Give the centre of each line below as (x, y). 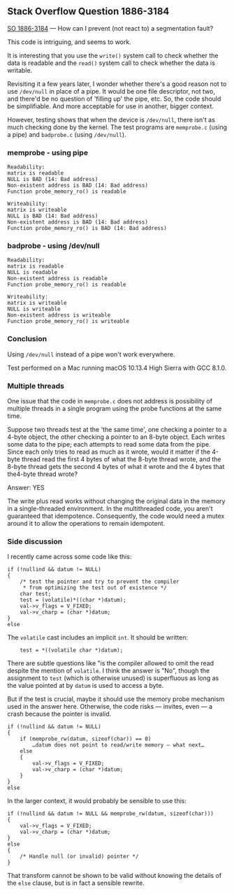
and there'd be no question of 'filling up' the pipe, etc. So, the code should (114, 99)
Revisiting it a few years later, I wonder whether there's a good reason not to (117, 84)
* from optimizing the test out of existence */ (95, 588)
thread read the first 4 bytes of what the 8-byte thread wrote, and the (121, 459)
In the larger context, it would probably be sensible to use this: (97, 801)
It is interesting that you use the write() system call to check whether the (113, 55)
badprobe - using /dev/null (53, 246)
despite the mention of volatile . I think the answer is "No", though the (109, 671)
